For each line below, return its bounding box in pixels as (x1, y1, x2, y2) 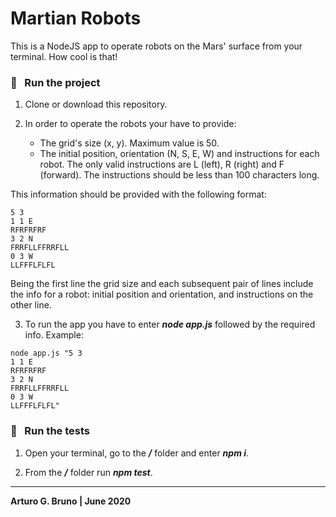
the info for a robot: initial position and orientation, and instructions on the (10, 288, 314, 301)
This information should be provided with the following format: (10, 188, 267, 201)
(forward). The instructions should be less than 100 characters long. (39, 169, 320, 181)
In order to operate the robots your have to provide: (24, 118, 237, 130)
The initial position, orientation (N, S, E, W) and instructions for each (39, 148, 320, 160)
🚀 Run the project (10, 75, 101, 89)
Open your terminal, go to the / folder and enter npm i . (24, 447, 250, 459)
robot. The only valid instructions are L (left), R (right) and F (39, 158, 285, 171)
